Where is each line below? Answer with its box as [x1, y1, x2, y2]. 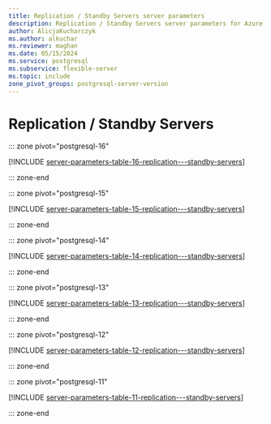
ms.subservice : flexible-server [8, 65, 118, 73]
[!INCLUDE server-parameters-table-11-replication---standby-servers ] [8, 392, 244, 402]
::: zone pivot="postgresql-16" [8, 141, 110, 151]
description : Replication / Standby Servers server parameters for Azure [8, 19, 264, 28]
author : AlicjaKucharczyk [8, 27, 96, 35]
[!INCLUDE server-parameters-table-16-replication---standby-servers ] [8, 157, 246, 167]
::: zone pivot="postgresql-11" [8, 377, 108, 387]
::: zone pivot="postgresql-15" [8, 188, 110, 199]
